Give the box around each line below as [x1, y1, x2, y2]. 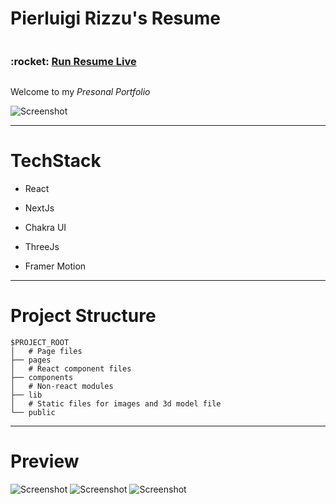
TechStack [10, 150, 102, 172]
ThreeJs [24, 241, 60, 253]
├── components [10, 373, 74, 383]
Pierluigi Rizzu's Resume [10, 7, 221, 30]
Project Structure [10, 305, 157, 327]
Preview [10, 450, 80, 473]
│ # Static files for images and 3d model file [10, 399, 222, 409]
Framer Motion [24, 260, 87, 272]
